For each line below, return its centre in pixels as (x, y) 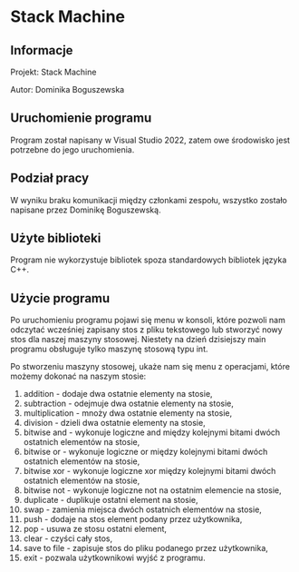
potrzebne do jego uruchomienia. (72, 149)
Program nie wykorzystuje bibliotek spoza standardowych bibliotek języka (149, 260)
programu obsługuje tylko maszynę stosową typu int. (109, 349)
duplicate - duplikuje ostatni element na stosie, (111, 500)
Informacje (42, 50)
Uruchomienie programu (81, 118)
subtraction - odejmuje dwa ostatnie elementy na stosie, (129, 404)
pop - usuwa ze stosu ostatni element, (95, 529)
